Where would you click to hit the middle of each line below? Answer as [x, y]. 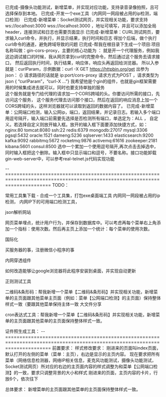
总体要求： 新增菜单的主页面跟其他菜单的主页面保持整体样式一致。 [73, 389]
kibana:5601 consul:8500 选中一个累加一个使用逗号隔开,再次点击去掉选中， [82, 146]
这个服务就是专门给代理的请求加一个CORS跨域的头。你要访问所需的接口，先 [83, 94]
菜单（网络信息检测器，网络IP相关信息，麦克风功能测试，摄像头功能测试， [81, 360]
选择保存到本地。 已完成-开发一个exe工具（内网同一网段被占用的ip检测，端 [82, 13]
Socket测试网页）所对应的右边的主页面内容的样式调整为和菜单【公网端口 [79, 366]
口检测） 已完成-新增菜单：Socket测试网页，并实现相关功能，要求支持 [77, 20]
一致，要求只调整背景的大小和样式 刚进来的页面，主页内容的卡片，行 [88, 373]
